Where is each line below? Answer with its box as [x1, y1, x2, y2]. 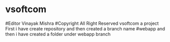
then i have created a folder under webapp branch [5, 31, 111, 37]
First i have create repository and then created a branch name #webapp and [5, 25, 165, 31]
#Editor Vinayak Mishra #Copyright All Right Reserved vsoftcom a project [5, 20, 159, 26]
